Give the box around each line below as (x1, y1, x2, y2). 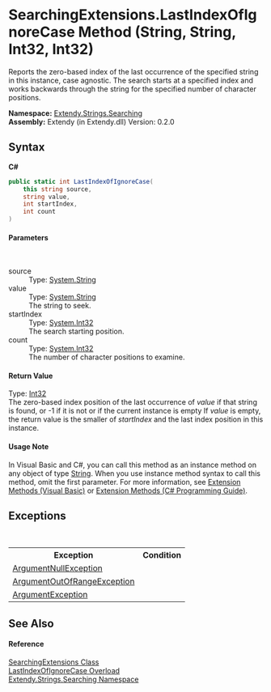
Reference (8, 639, 44, 649)
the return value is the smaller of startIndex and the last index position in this (8, 414, 264, 424)
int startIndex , (23, 200, 78, 208)
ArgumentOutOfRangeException (12, 576, 135, 588)
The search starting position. (28, 326, 125, 337)
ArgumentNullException (12, 563, 103, 574)
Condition (142, 550, 182, 561)
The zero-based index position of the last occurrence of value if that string (8, 397, 257, 407)
